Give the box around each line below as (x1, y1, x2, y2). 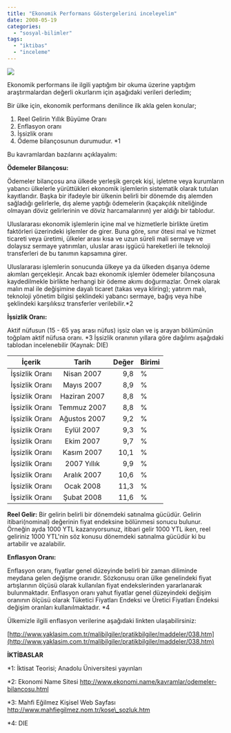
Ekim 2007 (64, 436, 101, 446)
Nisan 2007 (63, 369, 102, 378)
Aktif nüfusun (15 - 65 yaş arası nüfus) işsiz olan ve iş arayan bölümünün (7, 326, 214, 334)
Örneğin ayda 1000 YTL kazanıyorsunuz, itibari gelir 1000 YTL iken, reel (7, 525, 211, 533)
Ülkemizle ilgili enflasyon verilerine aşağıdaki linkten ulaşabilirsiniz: (7, 616, 197, 624)
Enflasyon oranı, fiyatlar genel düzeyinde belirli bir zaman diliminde (7, 566, 198, 575)
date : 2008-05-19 (7, 17, 57, 24)
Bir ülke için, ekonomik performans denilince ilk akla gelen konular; (7, 101, 197, 109)
